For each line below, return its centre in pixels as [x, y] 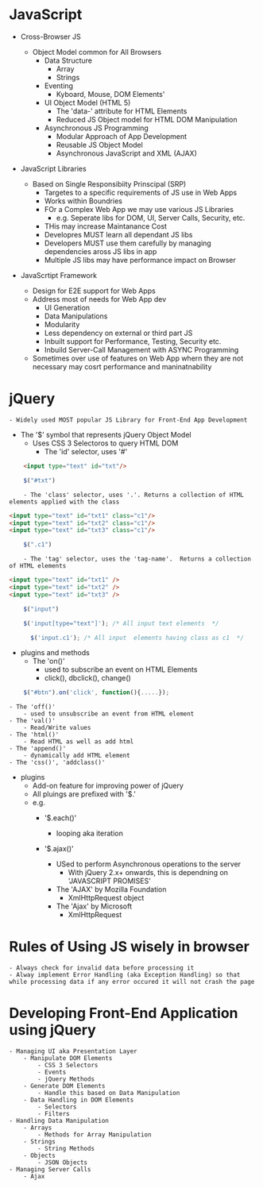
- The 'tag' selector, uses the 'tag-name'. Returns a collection [137, 559]
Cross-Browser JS [51, 37]
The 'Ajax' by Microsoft [94, 906]
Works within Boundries [83, 201]
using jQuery [52, 1030]
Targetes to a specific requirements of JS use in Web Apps [141, 192]
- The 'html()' [34, 735]
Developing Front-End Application [124, 1013]
